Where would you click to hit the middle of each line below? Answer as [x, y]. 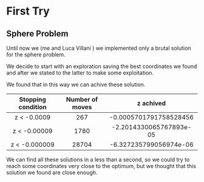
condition [32, 107]
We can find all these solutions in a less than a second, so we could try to [98, 160]
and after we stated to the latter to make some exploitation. [80, 73]
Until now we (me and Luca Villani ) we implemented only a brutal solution [99, 48]
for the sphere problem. [36, 55]
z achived [151, 103]
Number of [82, 99]
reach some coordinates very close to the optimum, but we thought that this [101, 166]
